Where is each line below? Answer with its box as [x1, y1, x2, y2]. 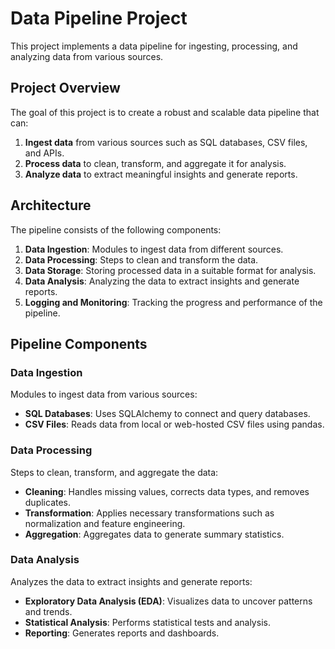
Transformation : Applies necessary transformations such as [24, 507, 275, 519]
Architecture [10, 197, 92, 214]
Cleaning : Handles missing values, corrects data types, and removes [24, 485, 310, 497]
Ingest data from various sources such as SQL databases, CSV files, [24, 136, 308, 148]
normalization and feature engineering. [24, 517, 186, 529]
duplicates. [24, 496, 72, 508]
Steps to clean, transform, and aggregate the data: [10, 466, 219, 478]
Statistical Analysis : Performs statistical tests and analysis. [24, 616, 271, 628]
